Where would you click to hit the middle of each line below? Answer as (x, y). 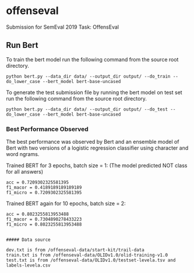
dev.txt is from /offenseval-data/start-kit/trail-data (75, 250)
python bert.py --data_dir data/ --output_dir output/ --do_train (88, 76)
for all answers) (25, 172)
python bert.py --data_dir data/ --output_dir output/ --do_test (87, 109)
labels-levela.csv (28, 265)
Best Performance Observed (47, 129)
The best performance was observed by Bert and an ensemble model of (93, 142)
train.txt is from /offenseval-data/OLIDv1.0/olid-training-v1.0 (87, 255)
